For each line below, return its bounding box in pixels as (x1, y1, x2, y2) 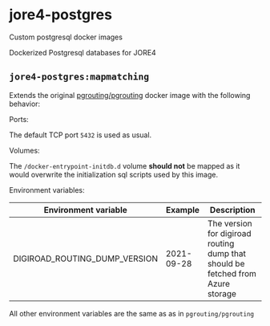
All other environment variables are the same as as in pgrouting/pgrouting (9, 308, 255, 318)
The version (208, 218, 252, 229)
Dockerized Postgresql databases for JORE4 (9, 47, 157, 57)
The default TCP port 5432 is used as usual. (9, 130, 152, 140)
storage (208, 287, 237, 299)
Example (166, 204, 199, 215)
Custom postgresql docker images (9, 32, 123, 42)
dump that (208, 247, 247, 259)
